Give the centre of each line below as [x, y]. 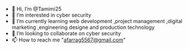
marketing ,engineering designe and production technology [83, 27]
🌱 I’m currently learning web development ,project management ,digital [97, 21]
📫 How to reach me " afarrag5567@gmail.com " [69, 40]
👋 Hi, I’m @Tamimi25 [36, 9]
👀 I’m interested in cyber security [51, 15]
